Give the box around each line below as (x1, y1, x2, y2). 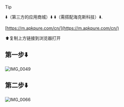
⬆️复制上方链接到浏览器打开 (5, 35, 61, 41)
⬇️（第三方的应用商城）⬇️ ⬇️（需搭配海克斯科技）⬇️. (5, 14, 103, 20)
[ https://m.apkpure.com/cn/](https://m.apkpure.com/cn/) (5, 25, 119, 31)
